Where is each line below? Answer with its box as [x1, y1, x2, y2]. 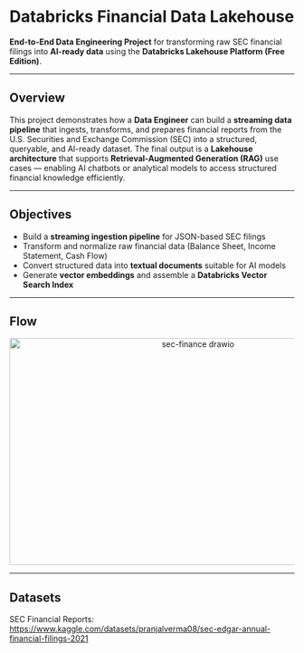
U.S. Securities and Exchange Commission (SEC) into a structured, [9, 133, 258, 144]
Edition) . [9, 55, 43, 66]
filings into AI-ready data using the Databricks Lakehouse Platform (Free [9, 45, 285, 56]
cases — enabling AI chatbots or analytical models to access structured [9, 162, 278, 173]
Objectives [9, 206, 72, 223]
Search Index [22, 279, 74, 290]
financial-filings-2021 [9, 633, 89, 644]
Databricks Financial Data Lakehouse [9, 6, 295, 27]
